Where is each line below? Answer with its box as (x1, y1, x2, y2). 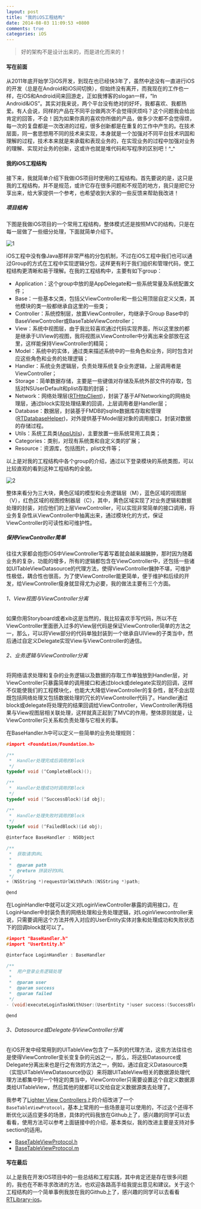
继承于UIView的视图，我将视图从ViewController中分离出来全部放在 (20, 332, 184, 339)
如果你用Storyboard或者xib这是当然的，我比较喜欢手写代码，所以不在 (6, 615, 178, 622)
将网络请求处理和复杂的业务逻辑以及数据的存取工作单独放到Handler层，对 (6, 672, 188, 679)
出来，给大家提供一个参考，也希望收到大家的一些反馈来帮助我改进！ (11, 189, 179, 197)
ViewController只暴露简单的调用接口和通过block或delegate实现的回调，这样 (6, 679, 193, 686)
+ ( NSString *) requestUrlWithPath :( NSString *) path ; (6, 879, 141, 885)
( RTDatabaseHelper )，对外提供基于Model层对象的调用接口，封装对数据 (14, 415, 191, 422)
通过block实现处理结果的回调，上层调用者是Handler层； (31, 400, 169, 407)
